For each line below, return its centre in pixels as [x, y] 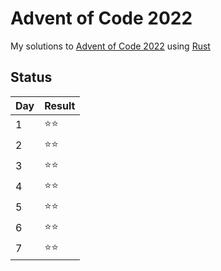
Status [31, 77]
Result [60, 105]
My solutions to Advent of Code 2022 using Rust [110, 46]
